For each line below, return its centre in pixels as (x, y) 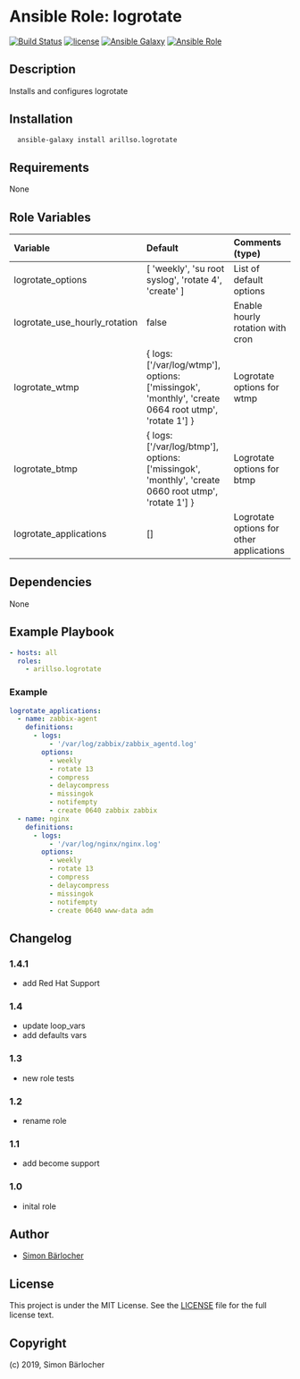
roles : (29, 661)
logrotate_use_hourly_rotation (76, 322)
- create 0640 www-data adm (101, 910)
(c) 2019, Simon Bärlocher (57, 1365)
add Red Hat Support (61, 983)
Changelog (41, 938)
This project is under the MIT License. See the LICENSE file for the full (138, 1306)
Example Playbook (62, 632)
